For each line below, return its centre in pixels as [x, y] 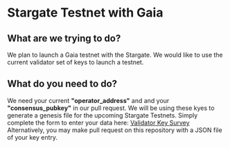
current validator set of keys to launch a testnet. [76, 62]
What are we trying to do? [64, 38]
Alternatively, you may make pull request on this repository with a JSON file [115, 130]
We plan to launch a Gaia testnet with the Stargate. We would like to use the [115, 55]
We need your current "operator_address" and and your [88, 100]
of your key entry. [32, 137]
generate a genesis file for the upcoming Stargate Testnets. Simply [103, 115]
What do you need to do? [62, 84]
